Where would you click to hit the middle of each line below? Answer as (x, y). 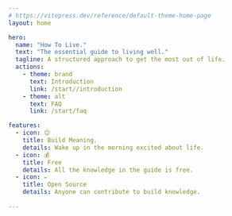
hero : (17, 37)
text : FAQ (45, 104)
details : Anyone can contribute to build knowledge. (112, 192)
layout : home (30, 23)
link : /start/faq (58, 111)
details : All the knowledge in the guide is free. (108, 170)
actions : (30, 67)
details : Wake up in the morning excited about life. (113, 148)
